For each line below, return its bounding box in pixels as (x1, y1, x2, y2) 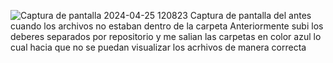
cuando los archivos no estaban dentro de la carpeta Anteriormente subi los (10, 20, 324, 32)
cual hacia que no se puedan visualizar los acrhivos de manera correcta (10, 41, 307, 53)
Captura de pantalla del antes (189, 10, 312, 21)
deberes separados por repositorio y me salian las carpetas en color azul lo (10, 31, 322, 42)
